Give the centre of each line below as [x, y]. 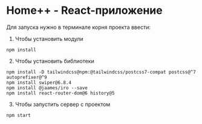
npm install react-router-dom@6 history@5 [60, 93]
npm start [19, 115]
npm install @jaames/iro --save [47, 88]
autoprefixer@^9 [27, 77]
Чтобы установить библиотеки [55, 61]
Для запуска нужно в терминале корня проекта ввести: [79, 27]
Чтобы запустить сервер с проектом [63, 104]
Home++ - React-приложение [84, 11]
